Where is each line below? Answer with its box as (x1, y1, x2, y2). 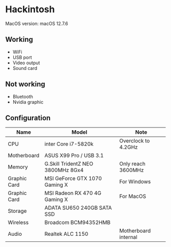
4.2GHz (119, 144, 138, 151)
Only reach (119, 160, 146, 167)
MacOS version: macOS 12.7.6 (5, 20, 68, 27)
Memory (8, 163, 28, 170)
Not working (5, 80, 46, 89)
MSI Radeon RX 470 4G (44, 190, 102, 197)
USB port (12, 54, 32, 60)
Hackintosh (5, 4, 55, 15)
